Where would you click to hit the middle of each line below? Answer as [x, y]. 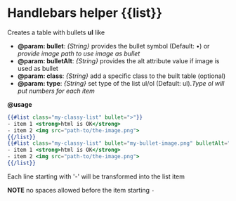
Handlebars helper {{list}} [85, 13]
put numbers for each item [56, 91]
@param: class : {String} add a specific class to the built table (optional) [122, 76]
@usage [20, 104]
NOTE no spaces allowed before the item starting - [81, 190]
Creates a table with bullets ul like [56, 32]
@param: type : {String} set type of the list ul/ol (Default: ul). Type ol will [121, 83]
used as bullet [38, 68]
